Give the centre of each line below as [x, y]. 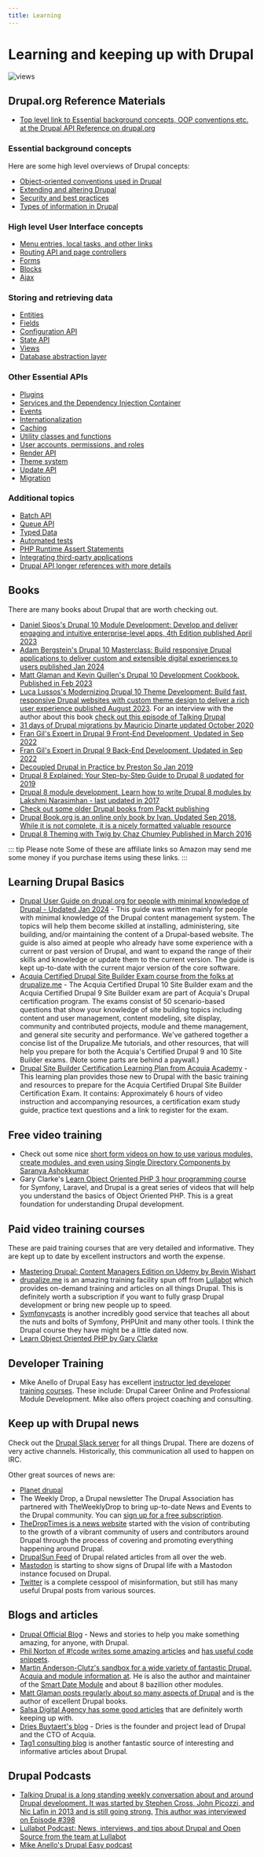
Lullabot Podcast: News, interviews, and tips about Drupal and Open [130, 1829]
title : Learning [35, 15]
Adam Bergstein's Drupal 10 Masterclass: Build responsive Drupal [125, 650]
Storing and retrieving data [60, 298]
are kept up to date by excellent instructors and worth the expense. [117, 1256]
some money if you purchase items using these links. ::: [98, 857]
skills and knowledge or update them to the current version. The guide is [137, 960]
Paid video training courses [77, 1229]
